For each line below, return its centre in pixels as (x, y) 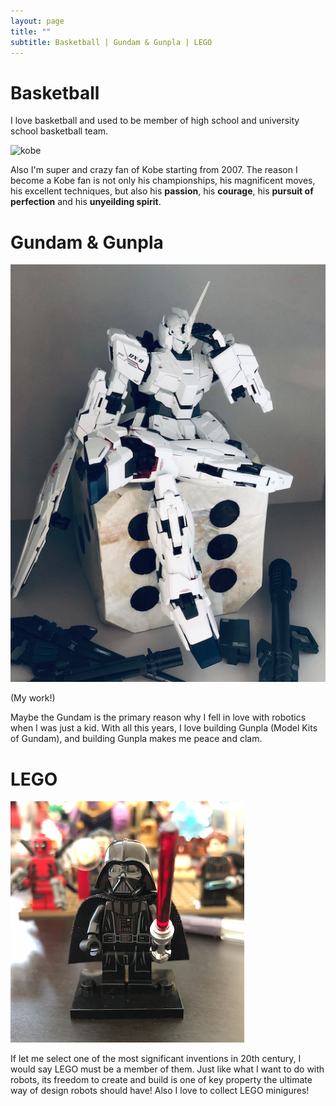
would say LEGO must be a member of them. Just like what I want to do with (167, 1069)
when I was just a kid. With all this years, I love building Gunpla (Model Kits (164, 728)
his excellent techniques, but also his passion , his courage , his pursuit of (162, 191)
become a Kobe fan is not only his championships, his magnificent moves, (163, 181)
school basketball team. (59, 131)
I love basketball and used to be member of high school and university (155, 121)
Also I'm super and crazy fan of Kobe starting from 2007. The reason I (154, 170)
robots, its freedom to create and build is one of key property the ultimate (161, 1080)
